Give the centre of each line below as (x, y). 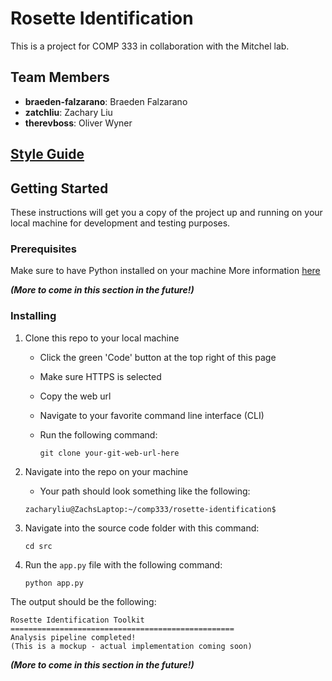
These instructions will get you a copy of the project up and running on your (166, 212)
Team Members (60, 77)
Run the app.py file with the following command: (123, 564)
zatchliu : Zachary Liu (68, 112)
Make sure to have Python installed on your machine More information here (165, 271)
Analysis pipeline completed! (73, 637)
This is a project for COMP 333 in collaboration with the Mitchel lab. (150, 46)
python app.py (54, 583)
